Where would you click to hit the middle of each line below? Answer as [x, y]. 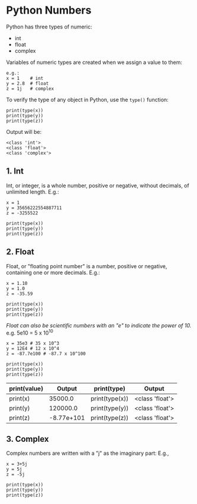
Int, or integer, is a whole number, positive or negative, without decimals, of [98, 185]
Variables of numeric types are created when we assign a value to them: [94, 62]
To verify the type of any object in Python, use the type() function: [87, 99]
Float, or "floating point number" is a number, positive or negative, [87, 266]
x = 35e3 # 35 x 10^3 [33, 344]
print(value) [26, 389]
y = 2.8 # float [28, 84]
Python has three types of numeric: [49, 27]
